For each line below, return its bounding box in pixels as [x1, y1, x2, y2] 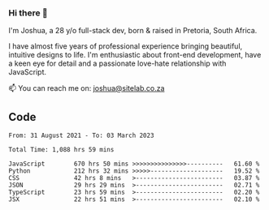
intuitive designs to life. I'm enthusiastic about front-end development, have [8, 50, 262, 60]
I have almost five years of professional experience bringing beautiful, [8, 41, 243, 51]
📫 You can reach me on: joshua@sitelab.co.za [8, 84, 165, 93]
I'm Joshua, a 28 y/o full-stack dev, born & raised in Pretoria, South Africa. [8, 26, 258, 36]
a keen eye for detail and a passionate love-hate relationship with [8, 58, 227, 68]
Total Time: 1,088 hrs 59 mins [8, 146, 115, 154]
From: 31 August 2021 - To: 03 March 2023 [8, 131, 154, 140]
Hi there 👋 [8, 7, 49, 19]
